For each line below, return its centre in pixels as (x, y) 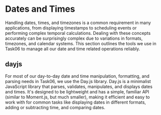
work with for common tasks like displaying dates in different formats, (76, 102)
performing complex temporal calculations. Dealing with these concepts (78, 33)
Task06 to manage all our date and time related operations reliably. (73, 49)
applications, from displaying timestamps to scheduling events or (71, 28)
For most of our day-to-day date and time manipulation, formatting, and (77, 76)
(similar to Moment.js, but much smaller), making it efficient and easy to (78, 97)
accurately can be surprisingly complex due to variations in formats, (74, 38)
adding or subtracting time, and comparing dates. (55, 107)
